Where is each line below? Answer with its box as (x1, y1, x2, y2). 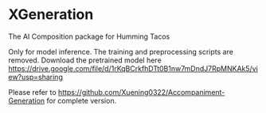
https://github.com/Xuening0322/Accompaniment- (58, 87, 225, 96)
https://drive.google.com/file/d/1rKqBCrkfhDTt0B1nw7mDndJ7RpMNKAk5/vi (8, 63, 259, 73)
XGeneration (8, 6, 94, 24)
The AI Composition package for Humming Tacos (8, 32, 170, 41)
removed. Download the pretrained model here (8, 55, 162, 65)
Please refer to (8, 87, 57, 96)
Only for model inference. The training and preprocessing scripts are (8, 47, 233, 56)
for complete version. (46, 96, 117, 105)
